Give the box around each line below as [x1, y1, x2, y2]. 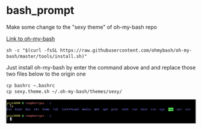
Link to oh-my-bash [6, 35, 55, 42]
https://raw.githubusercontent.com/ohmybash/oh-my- [60, 47, 192, 53]
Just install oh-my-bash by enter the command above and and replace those [6, 64, 196, 71]
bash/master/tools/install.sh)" [6, 53, 87, 59]
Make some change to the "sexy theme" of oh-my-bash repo [6, 23, 158, 31]
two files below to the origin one [6, 70, 86, 77]
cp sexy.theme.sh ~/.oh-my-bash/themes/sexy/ [6, 88, 122, 95]
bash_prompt [6, 4, 75, 17]
